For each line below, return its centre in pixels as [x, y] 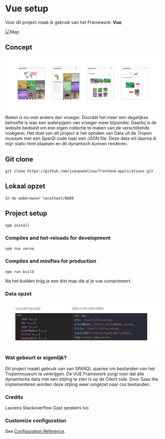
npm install [17, 225]
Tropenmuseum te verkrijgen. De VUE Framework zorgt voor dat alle [75, 374]
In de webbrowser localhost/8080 [40, 198]
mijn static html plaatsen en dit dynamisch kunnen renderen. [66, 144]
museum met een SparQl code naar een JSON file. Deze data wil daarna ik [81, 138]
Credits [14, 397]
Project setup [26, 214]
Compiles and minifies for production [51, 261]
